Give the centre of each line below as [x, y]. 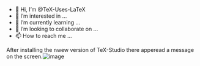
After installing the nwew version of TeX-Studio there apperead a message [100, 50]
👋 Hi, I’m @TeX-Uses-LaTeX [50, 9]
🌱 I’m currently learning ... [48, 22]
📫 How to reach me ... [43, 36]
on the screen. [24, 56]
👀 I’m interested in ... [41, 16]
